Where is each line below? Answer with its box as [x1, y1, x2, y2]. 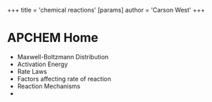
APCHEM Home [7, 30, 99, 45]
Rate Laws [17, 67, 47, 75]
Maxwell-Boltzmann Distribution [17, 52, 109, 61]
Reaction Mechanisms [17, 82, 81, 90]
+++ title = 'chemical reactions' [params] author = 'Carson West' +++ [7, 6, 205, 14]
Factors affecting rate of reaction [17, 74, 112, 83]
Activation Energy [17, 60, 68, 68]
